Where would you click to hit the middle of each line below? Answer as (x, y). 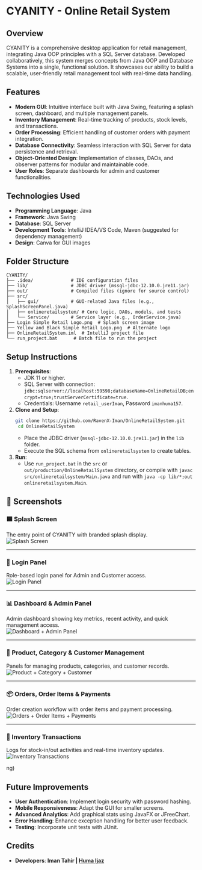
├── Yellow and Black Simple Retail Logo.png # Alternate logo (88, 328)
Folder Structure (38, 262)
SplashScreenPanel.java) (37, 307)
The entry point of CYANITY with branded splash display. (77, 535)
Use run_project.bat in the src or (66, 464)
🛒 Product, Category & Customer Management (75, 653)
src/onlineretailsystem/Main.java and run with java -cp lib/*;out (108, 476)
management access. (33, 625)
